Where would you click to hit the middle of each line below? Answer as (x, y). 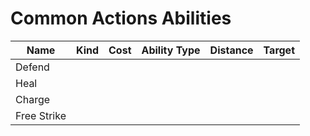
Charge (33, 99)
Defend (32, 67)
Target (279, 50)
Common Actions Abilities (121, 18)
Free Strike (41, 115)
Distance (231, 50)
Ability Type (171, 50)
